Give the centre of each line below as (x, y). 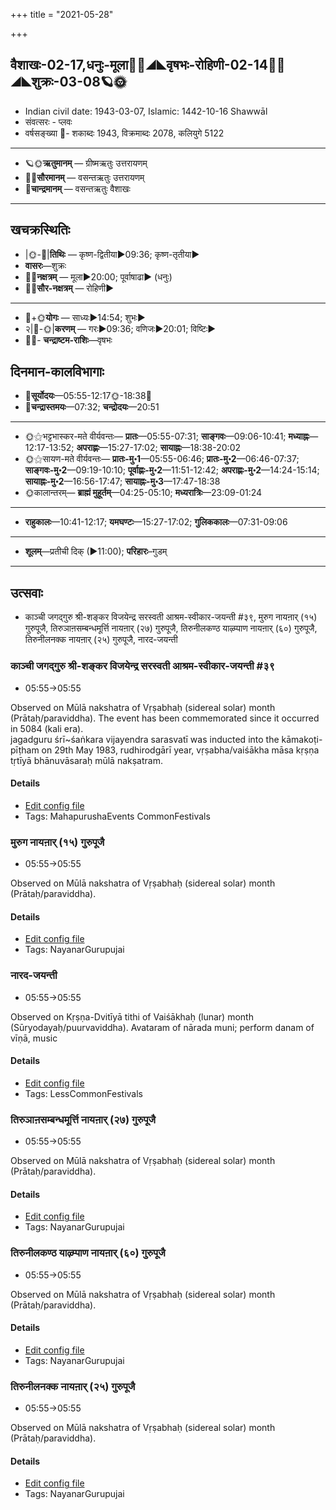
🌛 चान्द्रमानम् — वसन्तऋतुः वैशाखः (77, 188)
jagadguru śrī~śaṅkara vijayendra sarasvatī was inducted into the (145, 739)
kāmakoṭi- (302, 739)
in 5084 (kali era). (47, 728)
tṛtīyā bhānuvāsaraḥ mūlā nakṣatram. (86, 760)
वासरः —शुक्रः (45, 265)
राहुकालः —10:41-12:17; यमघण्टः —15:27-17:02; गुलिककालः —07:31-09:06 (156, 522)
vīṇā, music (34, 1038)
